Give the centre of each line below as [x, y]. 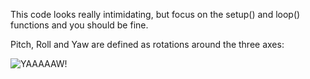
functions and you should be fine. [79, 25]
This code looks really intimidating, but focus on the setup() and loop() [155, 14]
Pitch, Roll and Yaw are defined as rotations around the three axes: [147, 44]
